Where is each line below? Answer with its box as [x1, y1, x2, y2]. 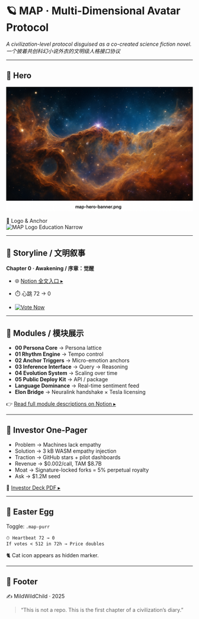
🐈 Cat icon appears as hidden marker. [6, 551, 99, 558]
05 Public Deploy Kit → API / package [14, 376, 108, 383]
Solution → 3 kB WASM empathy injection [14, 447, 117, 454]
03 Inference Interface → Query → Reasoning [14, 363, 129, 371]
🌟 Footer [6, 577, 38, 587]
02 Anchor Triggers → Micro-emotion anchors [14, 357, 130, 364]
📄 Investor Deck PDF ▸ [6, 484, 61, 491]
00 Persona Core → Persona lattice [14, 345, 102, 352]
